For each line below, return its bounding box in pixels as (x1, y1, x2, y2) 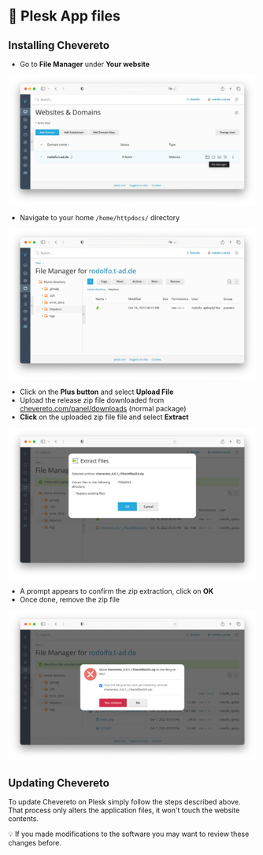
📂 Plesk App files (8, 7, 120, 25)
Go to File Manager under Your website (19, 59, 150, 69)
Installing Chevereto (8, 39, 110, 52)
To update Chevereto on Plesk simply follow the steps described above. (8, 797, 242, 807)
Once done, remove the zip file (19, 594, 120, 604)
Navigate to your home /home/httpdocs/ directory (19, 213, 180, 223)
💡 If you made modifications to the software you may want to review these (8, 829, 250, 839)
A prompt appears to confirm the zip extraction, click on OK (19, 586, 214, 595)
